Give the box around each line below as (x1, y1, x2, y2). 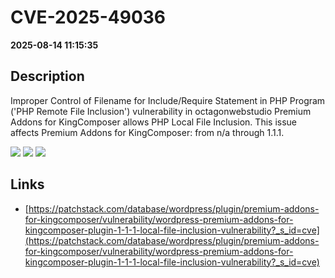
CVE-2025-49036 (10, 6, 167, 29)
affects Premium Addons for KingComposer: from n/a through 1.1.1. (10, 126, 285, 138)
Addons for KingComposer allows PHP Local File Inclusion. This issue (10, 116, 297, 128)
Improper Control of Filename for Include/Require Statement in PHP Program (10, 94, 326, 106)
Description (10, 68, 85, 85)
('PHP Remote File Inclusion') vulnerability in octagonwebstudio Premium (10, 105, 312, 117)
